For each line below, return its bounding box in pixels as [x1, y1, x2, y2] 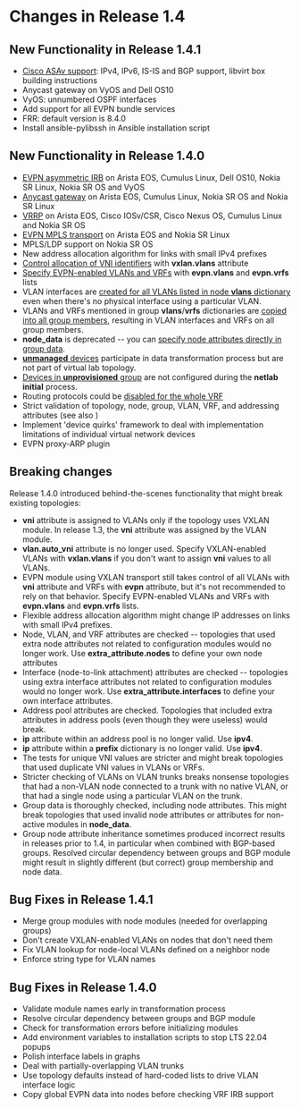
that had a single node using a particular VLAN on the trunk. [21, 790, 243, 801]
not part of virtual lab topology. [21, 362, 137, 373]
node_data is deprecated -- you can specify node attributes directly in [21, 334, 282, 344]
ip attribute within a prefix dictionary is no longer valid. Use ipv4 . [21, 742, 263, 753]
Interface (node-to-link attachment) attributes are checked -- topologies [21, 666, 288, 677]
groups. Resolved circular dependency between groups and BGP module [21, 847, 291, 858]
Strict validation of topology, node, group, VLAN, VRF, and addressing [21, 400, 279, 410]
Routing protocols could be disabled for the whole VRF [21, 391, 223, 402]
